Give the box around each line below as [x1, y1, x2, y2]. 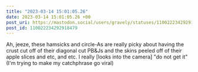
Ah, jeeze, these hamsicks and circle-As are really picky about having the [6, 41, 184, 48]
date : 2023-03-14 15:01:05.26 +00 [6, 14, 91, 20]
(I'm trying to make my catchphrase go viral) [6, 60, 114, 67]
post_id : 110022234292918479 [6, 25, 78, 31]
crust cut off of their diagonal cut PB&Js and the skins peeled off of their [6, 47, 182, 54]
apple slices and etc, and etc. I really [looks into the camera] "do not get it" [6, 53, 188, 60]
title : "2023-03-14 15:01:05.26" [6, 8, 88, 15]
